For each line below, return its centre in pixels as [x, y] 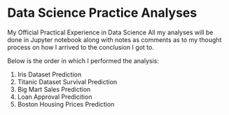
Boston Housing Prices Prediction [66, 104]
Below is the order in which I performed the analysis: [83, 60]
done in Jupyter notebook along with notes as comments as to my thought [114, 39]
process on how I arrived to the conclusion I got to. [81, 47]
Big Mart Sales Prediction [54, 89]
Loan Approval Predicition [55, 97]
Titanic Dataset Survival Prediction [67, 81]
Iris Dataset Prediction [49, 74]
